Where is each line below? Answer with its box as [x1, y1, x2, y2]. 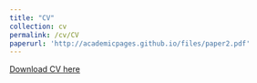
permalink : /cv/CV [9, 30, 79, 39]
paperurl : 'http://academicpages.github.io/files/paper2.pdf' [9, 38, 251, 48]
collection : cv [9, 22, 67, 31]
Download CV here [9, 64, 80, 75]
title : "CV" [9, 13, 55, 23]
